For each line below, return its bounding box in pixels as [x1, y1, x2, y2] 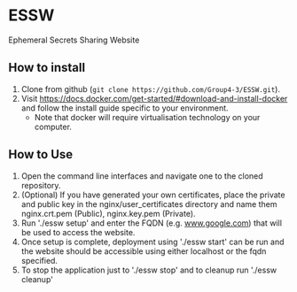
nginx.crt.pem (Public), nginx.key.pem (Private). [20, 208, 196, 219]
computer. [34, 121, 73, 132]
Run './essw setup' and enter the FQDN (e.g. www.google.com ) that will [20, 218, 283, 228]
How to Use [8, 147, 74, 162]
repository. [20, 180, 61, 190]
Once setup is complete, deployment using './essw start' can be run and [20, 236, 285, 247]
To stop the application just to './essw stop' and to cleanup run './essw [20, 265, 277, 275]
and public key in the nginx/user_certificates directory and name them [20, 198, 277, 209]
